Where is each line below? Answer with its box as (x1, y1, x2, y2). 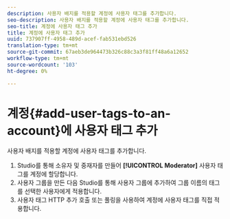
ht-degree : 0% (7, 67, 48, 74)
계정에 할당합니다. (30, 170, 78, 178)
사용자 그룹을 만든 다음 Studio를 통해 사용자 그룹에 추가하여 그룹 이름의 (16, 178, 208, 187)
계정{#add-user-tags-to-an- (7, 105, 171, 121)
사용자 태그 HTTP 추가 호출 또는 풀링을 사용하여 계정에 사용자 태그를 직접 (16, 196, 213, 204)
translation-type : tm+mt (7, 42, 78, 49)
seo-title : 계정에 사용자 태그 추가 (7, 23, 97, 30)
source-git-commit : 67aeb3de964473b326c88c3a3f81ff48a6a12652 (7, 49, 189, 56)
